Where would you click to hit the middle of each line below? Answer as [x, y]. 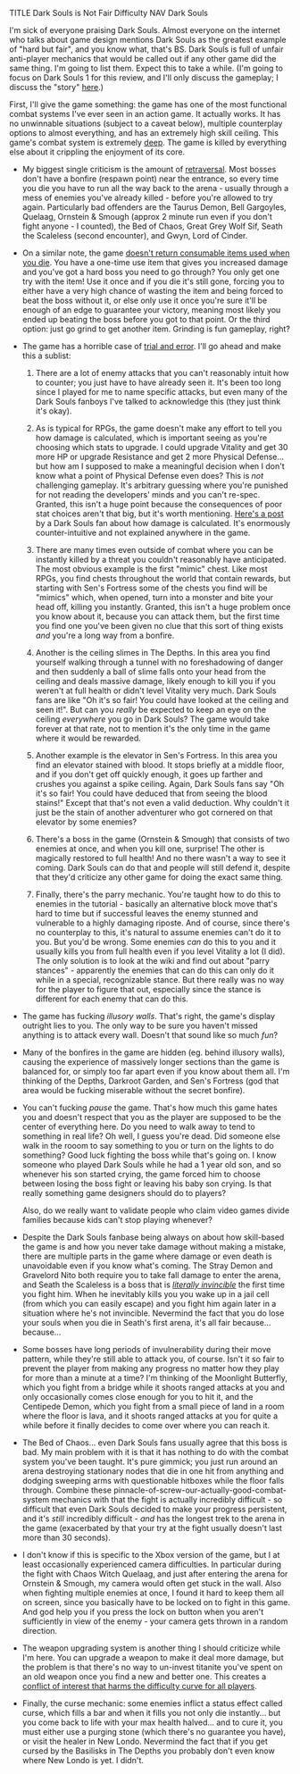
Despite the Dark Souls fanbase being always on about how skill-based [153, 1237]
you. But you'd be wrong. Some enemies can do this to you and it [156, 942]
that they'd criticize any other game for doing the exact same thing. [159, 877]
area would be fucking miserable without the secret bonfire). [133, 1090]
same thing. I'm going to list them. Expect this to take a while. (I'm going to [146, 68]
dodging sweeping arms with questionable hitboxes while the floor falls [153, 1481]
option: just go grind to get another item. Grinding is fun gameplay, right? [156, 329]
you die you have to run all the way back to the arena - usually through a [155, 188]
